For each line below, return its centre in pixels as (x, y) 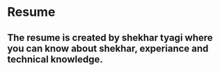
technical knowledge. (55, 59)
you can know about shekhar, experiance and (108, 48)
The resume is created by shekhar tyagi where (110, 38)
